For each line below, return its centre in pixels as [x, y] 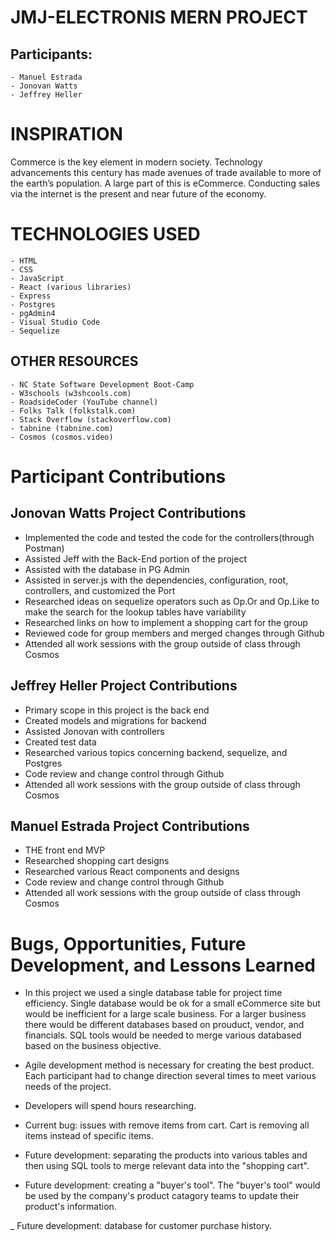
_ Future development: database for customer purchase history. [141, 1226]
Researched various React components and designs [132, 872]
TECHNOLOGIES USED [105, 234]
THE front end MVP [65, 850]
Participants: [51, 54]
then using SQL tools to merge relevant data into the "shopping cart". [167, 1166]
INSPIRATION [66, 134]
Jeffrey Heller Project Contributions [124, 686]
